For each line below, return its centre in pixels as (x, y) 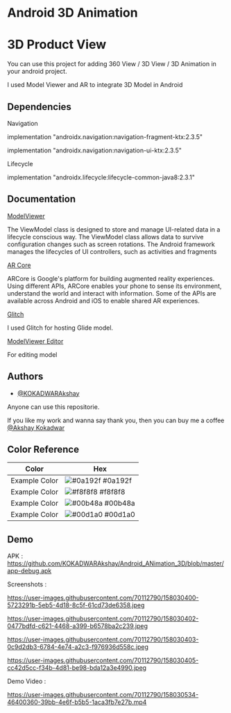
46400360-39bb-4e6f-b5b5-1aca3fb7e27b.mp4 (77, 702)
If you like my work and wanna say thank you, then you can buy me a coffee (116, 420)
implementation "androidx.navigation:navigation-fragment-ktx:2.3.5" (105, 136)
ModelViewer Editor (35, 341)
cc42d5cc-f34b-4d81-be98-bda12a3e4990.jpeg (77, 668)
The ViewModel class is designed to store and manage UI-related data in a (114, 229)
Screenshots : (27, 584)
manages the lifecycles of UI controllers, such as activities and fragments (112, 251)
